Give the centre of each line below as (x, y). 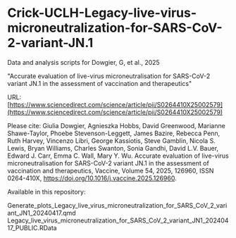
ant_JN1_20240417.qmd (42, 213)
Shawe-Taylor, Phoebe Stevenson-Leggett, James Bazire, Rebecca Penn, (114, 133)
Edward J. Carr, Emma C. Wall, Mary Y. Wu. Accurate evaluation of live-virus (118, 156)
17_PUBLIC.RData (32, 227)
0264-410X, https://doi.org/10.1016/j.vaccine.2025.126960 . (92, 178)
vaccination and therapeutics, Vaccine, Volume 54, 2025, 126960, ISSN (111, 170)
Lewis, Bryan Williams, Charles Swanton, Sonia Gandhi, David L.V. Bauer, (113, 148)
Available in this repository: (46, 192)
